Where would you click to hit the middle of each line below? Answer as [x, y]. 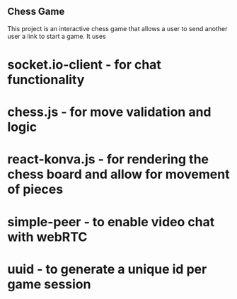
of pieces [35, 189]
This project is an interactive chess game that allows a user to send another [117, 28]
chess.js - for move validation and [109, 112]
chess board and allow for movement [118, 174]
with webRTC [47, 237]
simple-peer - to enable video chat [111, 222]
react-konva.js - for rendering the [108, 159]
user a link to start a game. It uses [57, 36]
